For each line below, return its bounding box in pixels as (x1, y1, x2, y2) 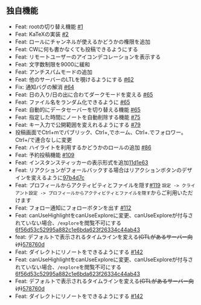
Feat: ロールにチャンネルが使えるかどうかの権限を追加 (14, 38, 151, 45)
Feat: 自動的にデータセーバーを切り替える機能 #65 (14, 106, 141, 113)
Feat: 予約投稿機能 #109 (14, 151, 75, 158)
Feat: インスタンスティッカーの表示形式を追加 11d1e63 (14, 159, 148, 166)
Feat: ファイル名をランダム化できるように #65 (14, 98, 130, 106)
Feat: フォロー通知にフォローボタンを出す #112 (14, 204, 132, 211)
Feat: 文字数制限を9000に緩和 (14, 60, 91, 68)
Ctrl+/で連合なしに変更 (14, 136, 72, 143)
